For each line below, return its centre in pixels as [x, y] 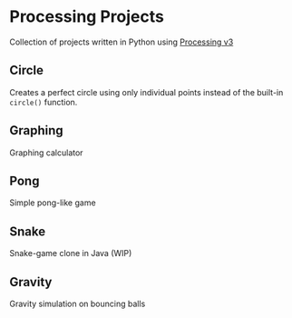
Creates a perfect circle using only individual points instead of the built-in [146, 92]
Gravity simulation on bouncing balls [78, 303]
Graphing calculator [46, 153]
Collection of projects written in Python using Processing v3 [122, 42]
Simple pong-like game [53, 203]
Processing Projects [87, 17]
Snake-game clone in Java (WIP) [71, 253]
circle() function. [44, 102]
